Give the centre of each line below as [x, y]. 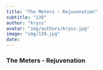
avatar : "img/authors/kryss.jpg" [48, 28]
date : [13, 39]
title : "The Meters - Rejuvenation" [52, 12]
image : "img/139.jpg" [33, 34]
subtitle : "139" [26, 17]
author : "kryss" [26, 23]
